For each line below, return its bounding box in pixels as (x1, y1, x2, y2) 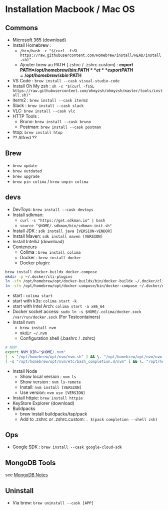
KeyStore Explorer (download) (12, 400, 75, 406)
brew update (12, 163, 37, 168)
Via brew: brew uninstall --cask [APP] (12, 500, 94, 506)
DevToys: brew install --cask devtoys (12, 206, 93, 212)
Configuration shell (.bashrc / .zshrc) (19, 335, 96, 341)
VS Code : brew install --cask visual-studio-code (12, 78, 120, 83)
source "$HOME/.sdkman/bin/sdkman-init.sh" (19, 223, 112, 228)
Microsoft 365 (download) (12, 37, 66, 43)
